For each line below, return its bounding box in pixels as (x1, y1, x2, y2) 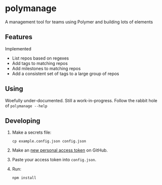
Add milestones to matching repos (12, 65, 81, 71)
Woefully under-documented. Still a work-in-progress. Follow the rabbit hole (5, 97, 158, 103)
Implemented (5, 46, 32, 51)
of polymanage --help (5, 103, 48, 108)
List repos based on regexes (12, 55, 69, 61)
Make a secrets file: (12, 129, 52, 136)
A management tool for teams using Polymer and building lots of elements (5, 19, 153, 25)
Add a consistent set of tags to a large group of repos (12, 71, 119, 77)
